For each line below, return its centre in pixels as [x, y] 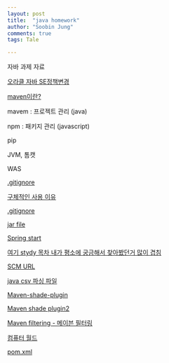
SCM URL [21, 266]
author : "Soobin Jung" [40, 27]
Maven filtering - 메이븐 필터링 [50, 323]
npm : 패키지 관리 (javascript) [48, 126]
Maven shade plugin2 [39, 308]
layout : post [26, 14]
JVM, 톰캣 [22, 155]
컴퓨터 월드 [22, 338]
